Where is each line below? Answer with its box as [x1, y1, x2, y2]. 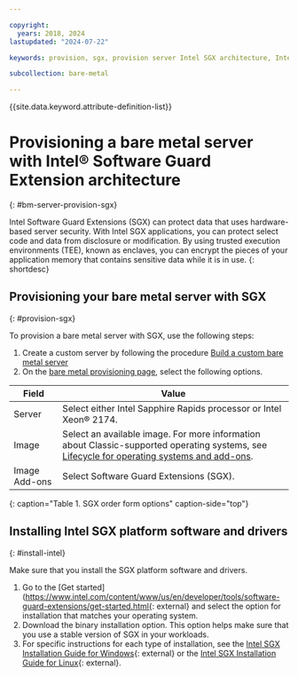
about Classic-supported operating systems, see [61, 438, 268, 451]
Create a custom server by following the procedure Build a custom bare [21, 347, 284, 358]
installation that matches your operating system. [21, 609, 199, 621]
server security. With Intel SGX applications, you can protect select [34, 226, 279, 237]
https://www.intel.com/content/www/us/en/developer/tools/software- [25, 591, 280, 601]
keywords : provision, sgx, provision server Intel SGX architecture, [9, 53, 272, 62]
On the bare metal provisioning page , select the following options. [21, 366, 263, 377]
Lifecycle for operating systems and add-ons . [61, 450, 254, 462]
